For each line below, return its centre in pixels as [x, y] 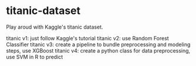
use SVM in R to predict [35, 57]
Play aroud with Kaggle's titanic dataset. [55, 27]
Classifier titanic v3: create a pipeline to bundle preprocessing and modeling [98, 44]
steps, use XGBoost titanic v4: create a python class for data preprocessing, [98, 50]
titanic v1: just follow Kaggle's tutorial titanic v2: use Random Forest [87, 38]
